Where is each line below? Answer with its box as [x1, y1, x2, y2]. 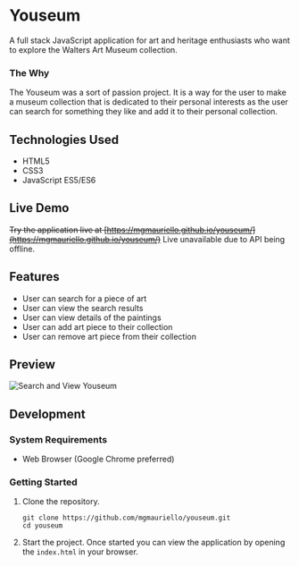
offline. [9, 243, 36, 254]
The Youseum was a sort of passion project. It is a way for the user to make [9, 87, 287, 98]
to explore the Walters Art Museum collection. [9, 44, 179, 55]
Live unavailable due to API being [162, 233, 286, 244]
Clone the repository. [21, 496, 100, 507]
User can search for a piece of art [21, 292, 147, 304]
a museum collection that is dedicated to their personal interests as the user [9, 97, 288, 107]
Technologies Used [9, 131, 119, 148]
